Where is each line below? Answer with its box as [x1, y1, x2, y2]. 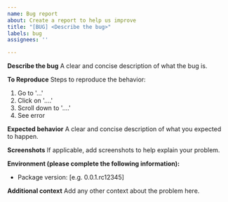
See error [17, 112, 46, 120]
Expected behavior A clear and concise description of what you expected [7, 125, 222, 133]
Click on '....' [17, 96, 53, 105]
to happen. [7, 133, 39, 141]
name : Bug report [7, 10, 58, 18]
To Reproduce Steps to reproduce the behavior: [7, 75, 146, 84]
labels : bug [7, 29, 42, 37]
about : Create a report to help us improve [7, 17, 137, 24]
